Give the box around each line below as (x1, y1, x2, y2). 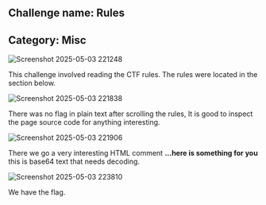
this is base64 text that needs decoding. (8, 157, 141, 166)
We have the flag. (8, 188, 66, 197)
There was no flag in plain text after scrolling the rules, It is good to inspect (8, 109, 253, 118)
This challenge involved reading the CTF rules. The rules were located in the (8, 70, 258, 79)
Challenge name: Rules (8, 6, 125, 20)
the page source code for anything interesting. (8, 118, 160, 127)
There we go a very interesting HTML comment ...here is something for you (8, 149, 258, 158)
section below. (8, 79, 56, 88)
